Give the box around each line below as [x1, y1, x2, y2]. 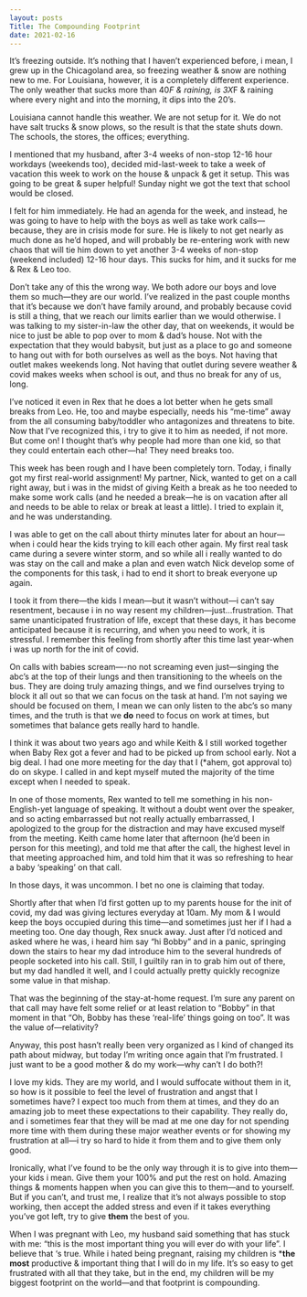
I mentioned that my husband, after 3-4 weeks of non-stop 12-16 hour [9, 149, 272, 160]
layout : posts [9, 13, 64, 23]
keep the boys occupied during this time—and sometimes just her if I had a [9, 917, 292, 928]
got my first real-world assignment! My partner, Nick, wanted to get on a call [9, 473, 297, 484]
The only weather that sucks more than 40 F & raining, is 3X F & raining [9, 84, 274, 96]
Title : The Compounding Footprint [9, 22, 142, 31]
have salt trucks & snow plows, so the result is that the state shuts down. [9, 122, 283, 133]
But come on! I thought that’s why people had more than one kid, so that [9, 435, 281, 446]
